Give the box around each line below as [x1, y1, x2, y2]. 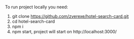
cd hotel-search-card [12, 19, 55, 24]
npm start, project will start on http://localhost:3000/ [12, 29, 117, 34]
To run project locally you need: [5, 4, 68, 10]
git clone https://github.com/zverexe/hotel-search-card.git [12, 13, 129, 19]
